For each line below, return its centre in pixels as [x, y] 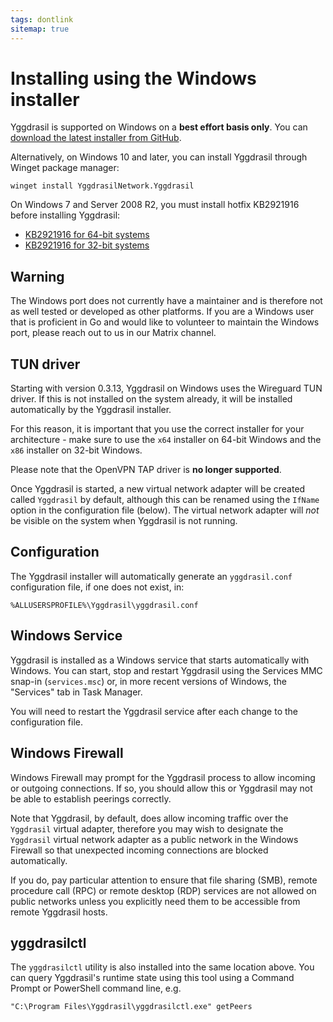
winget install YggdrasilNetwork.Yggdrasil [102, 186]
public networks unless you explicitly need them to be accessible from [155, 901]
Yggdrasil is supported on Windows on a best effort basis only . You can [159, 127]
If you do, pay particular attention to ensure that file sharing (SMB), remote [164, 880]
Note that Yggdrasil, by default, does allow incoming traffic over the [149, 818]
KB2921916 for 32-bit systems [87, 245]
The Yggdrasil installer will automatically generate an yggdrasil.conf [151, 576]
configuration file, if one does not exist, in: [97, 587]
